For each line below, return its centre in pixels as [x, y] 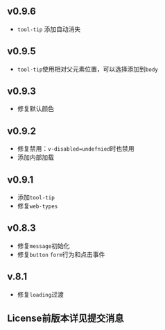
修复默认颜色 [35, 109]
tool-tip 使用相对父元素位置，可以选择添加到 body [87, 69]
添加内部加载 [35, 157]
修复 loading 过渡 [40, 294]
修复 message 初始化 [43, 245]
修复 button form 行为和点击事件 [61, 254]
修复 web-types [37, 206]
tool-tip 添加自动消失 [49, 29]
